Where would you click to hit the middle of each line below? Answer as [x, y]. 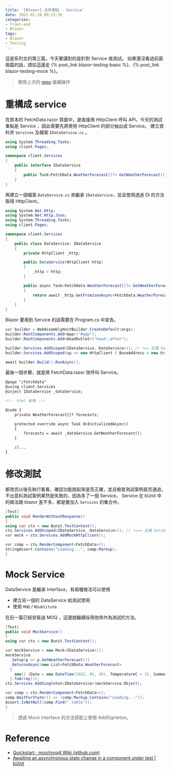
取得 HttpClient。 [23, 201]
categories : [18, 19]
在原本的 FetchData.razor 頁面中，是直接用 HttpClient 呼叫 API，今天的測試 [84, 119]
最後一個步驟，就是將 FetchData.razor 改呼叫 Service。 [63, 372]
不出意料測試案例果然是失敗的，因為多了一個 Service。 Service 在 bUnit [81, 496]
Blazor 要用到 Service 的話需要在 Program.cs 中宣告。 [62, 320]
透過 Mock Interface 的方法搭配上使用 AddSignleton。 [74, 717]
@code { [13, 410]
